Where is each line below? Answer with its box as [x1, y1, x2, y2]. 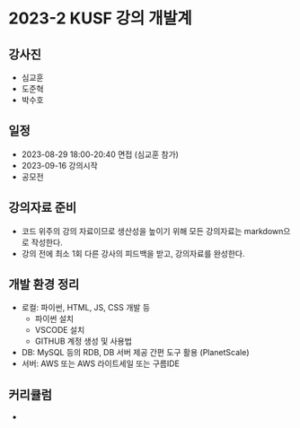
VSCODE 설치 [34, 325, 85, 336]
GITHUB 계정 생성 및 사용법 [34, 336, 132, 346]
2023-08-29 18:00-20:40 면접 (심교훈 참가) [21, 149, 179, 160]
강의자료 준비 [8, 200, 77, 215]
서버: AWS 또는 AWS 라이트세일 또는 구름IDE [21, 358, 181, 369]
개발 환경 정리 [8, 277, 80, 293]
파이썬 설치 [34, 313, 74, 324]
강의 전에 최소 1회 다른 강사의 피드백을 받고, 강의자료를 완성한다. [21, 248, 245, 258]
